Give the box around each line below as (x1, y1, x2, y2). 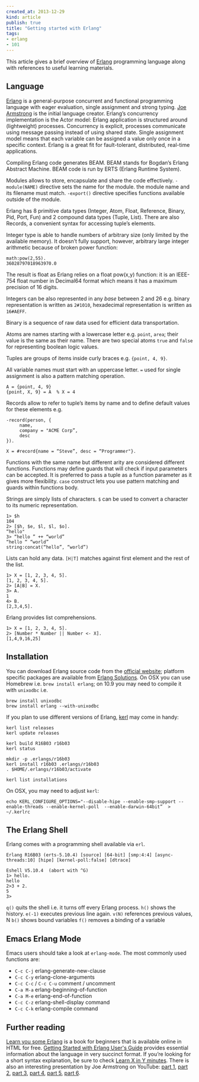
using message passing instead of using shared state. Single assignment (6, 129, 184, 136)
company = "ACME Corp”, (19, 427, 78, 433)
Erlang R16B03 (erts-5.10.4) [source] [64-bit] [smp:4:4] (6, 852, 152, 858)
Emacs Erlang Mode (6, 934, 82, 944)
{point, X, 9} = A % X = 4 (6, 389, 76, 395)
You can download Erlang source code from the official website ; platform (6, 667, 185, 674)
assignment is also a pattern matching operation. (6, 372, 126, 379)
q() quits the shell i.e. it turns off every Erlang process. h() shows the (6, 904, 176, 911)
